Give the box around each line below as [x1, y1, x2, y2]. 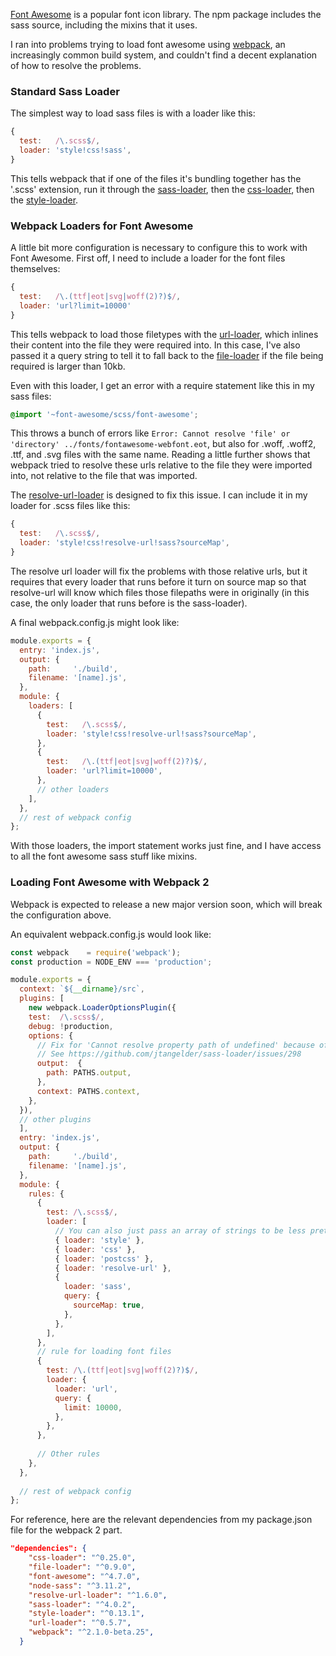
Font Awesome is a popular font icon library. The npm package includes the [10, 9, 322, 20]
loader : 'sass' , [63, 1282, 132, 1292]
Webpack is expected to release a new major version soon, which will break [10, 898, 323, 910]
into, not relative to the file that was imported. [10, 470, 198, 482]
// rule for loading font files [36, 1347, 172, 1357]
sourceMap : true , [73, 1300, 145, 1311]
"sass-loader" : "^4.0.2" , [28, 1599, 137, 1609]
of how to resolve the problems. [10, 60, 142, 71]
